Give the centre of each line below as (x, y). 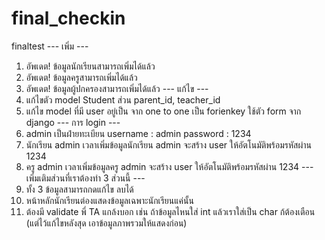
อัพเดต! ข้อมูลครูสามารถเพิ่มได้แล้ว (81, 77)
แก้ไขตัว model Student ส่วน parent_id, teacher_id (123, 99)
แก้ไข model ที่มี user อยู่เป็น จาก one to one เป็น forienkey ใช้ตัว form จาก (163, 111)
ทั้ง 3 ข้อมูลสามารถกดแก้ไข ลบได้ (79, 189)
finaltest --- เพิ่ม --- (50, 46)
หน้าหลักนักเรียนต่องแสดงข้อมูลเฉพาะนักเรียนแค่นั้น (109, 200)
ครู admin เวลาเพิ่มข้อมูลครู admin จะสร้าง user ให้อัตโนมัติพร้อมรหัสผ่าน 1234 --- (169, 166)
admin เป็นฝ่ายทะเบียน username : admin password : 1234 (138, 133)
